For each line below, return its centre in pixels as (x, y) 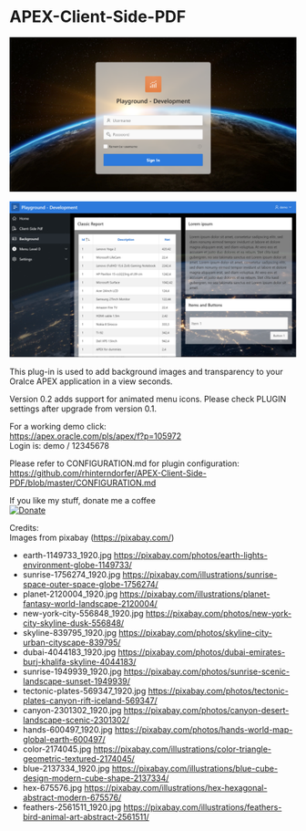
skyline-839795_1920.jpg (69, 632)
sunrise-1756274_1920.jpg (71, 574)
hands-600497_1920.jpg (67, 729)
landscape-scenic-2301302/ (76, 720)
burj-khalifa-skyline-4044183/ (79, 661)
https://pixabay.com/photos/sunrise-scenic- (207, 671)
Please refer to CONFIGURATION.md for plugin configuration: (124, 463)
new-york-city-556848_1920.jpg (83, 613)
